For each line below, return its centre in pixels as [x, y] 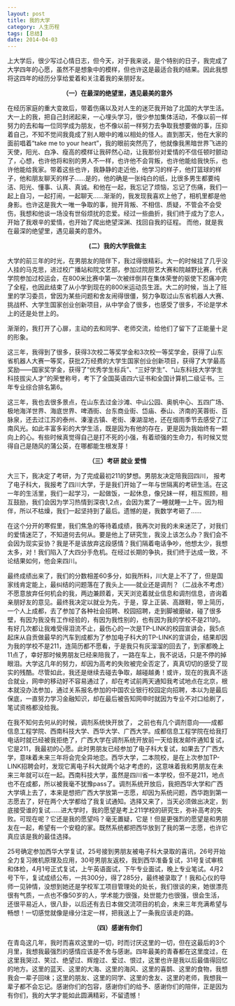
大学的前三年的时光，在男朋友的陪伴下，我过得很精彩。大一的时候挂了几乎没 [117, 261]
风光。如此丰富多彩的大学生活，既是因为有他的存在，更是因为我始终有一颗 [120, 428]
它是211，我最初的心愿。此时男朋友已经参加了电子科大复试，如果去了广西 [113, 749]
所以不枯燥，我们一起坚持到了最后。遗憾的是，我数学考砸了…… [111, 511]
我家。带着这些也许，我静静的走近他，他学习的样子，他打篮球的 [123, 170]
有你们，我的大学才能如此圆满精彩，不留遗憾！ [74, 995]
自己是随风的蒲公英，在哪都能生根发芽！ [71, 446]
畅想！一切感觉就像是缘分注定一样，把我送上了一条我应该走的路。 [102, 913]
